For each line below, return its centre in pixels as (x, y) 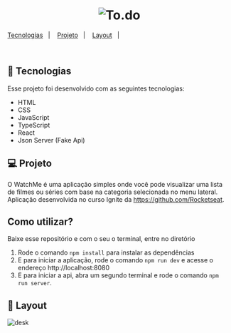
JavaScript (33, 117)
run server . (34, 283)
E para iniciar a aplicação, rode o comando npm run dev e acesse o (115, 260)
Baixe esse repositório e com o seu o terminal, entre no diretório (101, 239)
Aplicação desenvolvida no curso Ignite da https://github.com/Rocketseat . (116, 199)
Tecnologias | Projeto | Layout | (63, 35)
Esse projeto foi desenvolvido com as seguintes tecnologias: (96, 88)
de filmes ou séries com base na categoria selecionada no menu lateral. (113, 192)
